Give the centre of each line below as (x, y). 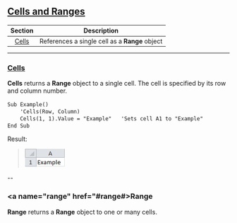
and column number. (37, 91)
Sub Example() (28, 105)
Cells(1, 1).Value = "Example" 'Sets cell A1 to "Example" (111, 119)
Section (22, 30)
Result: (17, 139)
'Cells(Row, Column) (50, 112)
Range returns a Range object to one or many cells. (82, 212)
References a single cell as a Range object (101, 41)
